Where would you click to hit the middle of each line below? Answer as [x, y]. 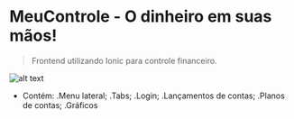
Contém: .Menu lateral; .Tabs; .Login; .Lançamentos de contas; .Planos [154, 96]
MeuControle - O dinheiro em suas [141, 17]
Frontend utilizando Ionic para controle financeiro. [124, 60]
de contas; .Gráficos [60, 105]
